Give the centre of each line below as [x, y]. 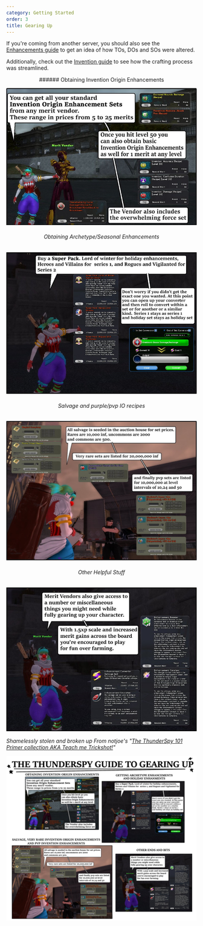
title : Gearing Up [29, 25]
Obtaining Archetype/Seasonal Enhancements [101, 237]
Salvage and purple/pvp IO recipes [101, 406]
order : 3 [17, 19]
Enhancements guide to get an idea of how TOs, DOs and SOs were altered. [101, 50]
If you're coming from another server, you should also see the [83, 44]
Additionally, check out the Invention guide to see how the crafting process [100, 62]
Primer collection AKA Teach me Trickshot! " [61, 747]
